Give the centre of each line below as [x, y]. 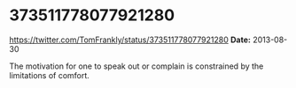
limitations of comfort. [50, 75]
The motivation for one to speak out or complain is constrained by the [136, 66]
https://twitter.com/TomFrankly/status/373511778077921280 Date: [130, 40]
